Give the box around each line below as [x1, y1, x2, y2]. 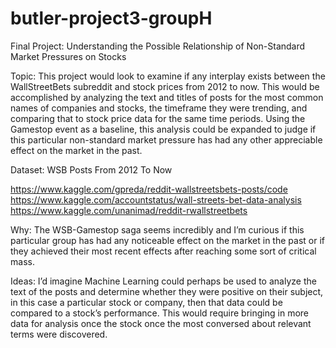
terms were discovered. [10, 328, 108, 340]
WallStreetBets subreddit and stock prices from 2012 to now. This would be [10, 80, 320, 92]
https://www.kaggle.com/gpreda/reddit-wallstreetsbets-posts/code [10, 183, 288, 195]
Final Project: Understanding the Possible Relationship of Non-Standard [10, 40, 306, 52]
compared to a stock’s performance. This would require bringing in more [10, 307, 309, 319]
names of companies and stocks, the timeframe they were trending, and [10, 102, 308, 114]
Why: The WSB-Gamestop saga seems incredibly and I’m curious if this [10, 223, 305, 236]
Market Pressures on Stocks [10, 50, 127, 62]
